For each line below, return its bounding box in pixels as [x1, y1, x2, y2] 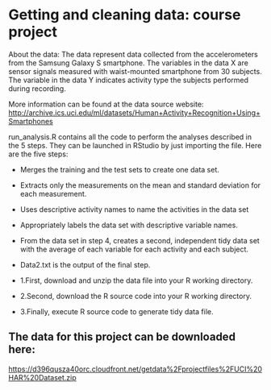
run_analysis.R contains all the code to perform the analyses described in [8, 131, 252, 142]
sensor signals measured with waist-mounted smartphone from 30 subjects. [8, 66, 262, 76]
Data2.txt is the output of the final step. [19, 259, 151, 269]
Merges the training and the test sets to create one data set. [19, 164, 219, 174]
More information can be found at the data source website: [8, 99, 204, 109]
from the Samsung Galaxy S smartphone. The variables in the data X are [8, 58, 248, 68]
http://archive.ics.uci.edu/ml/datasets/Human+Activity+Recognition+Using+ [8, 107, 261, 118]
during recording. [8, 83, 66, 93]
